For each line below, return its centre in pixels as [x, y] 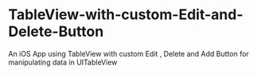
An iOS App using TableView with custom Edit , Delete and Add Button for [128, 53]
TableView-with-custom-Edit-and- [126, 15]
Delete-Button [56, 32]
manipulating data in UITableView [63, 62]
